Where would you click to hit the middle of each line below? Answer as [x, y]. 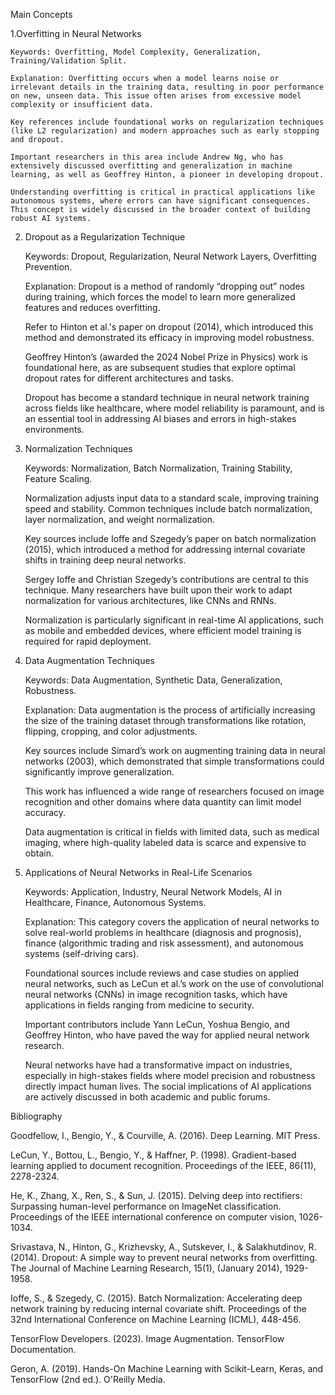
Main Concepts [41, 14]
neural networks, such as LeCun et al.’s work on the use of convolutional [174, 983]
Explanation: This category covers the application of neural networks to [172, 922]
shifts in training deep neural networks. [105, 560]
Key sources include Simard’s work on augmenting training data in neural [175, 750]
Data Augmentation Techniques [89, 660]
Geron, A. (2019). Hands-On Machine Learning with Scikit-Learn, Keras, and [167, 1368]
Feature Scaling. [58, 478]
